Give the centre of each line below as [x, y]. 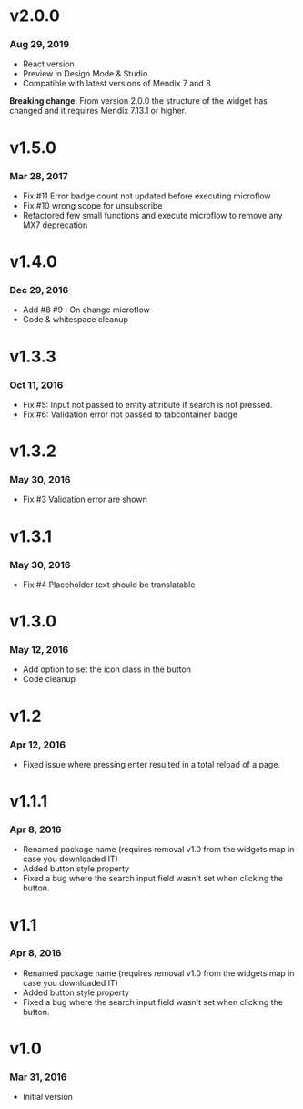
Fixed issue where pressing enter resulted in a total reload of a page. [151, 764]
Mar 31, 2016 [38, 1077]
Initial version [47, 1097]
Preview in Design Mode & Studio [85, 74]
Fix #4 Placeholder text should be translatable [109, 585]
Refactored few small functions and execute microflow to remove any [152, 215]
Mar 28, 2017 [39, 176]
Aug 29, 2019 [40, 45]
